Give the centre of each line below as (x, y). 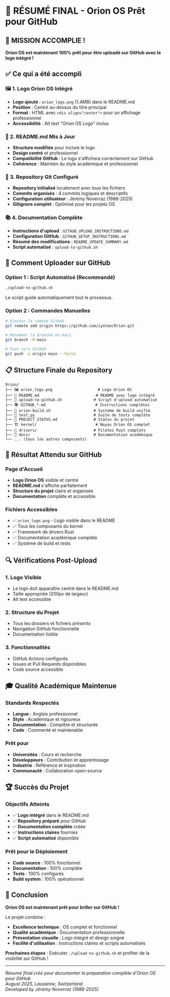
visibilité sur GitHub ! (27, 958)
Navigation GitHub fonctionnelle (46, 629)
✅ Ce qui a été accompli (44, 74)
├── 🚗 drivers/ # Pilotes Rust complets (75, 430)
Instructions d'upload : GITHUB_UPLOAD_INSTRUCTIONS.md (71, 231)
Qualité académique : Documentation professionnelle (69, 932)
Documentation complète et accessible (54, 496)
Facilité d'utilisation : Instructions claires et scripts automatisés (79, 943)
